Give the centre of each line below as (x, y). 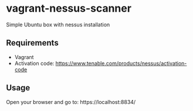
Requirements (32, 43)
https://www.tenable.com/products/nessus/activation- (121, 63)
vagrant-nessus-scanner (69, 8)
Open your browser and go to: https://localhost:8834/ (71, 102)
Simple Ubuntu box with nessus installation (58, 25)
